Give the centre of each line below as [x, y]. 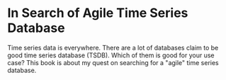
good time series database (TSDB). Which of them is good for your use [111, 55]
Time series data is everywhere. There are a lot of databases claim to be [113, 47]
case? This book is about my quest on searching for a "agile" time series [113, 62]
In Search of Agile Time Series [98, 13]
